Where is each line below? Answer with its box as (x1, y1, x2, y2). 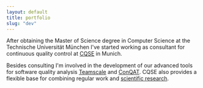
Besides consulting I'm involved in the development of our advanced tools (6, 62, 193, 69)
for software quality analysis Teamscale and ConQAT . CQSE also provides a (6, 68, 197, 76)
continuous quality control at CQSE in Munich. (6, 50, 122, 57)
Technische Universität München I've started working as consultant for (6, 43, 185, 51)
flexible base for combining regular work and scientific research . (6, 75, 169, 82)
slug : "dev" (6, 20, 37, 26)
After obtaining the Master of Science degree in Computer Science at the (6, 37, 191, 45)
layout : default (6, 9, 48, 15)
